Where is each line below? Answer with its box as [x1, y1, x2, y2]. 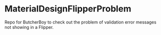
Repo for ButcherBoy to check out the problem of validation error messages [4, 19, 157, 25]
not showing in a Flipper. [4, 24, 54, 30]
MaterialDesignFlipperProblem [4, 3, 132, 14]
